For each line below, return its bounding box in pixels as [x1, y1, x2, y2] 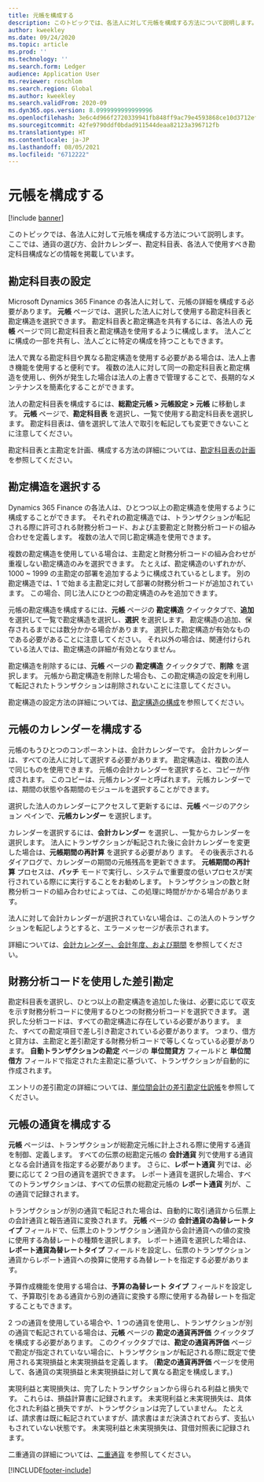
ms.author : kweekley [8, 92, 76, 100]
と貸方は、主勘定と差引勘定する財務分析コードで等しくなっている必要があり [8, 1036, 256, 1046]
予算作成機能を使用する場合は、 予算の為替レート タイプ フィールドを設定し [8, 1281, 253, 1291]
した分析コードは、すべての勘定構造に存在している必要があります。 [14, 1016, 234, 1027]
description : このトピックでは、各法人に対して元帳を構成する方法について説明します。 [8, 19, 258, 27]
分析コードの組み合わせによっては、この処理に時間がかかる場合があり [14, 887, 242, 896]
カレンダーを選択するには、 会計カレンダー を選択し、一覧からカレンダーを [8, 828, 251, 837]
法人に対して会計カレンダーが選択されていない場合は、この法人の [8, 913, 222, 923]
